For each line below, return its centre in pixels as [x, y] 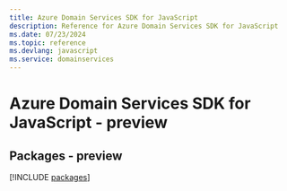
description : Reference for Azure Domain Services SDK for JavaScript [144, 26]
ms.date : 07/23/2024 [48, 34]
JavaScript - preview [89, 123]
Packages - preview [66, 156]
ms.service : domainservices [62, 59]
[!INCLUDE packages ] [50, 177]
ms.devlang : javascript [54, 51]
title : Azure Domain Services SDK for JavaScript [104, 17]
